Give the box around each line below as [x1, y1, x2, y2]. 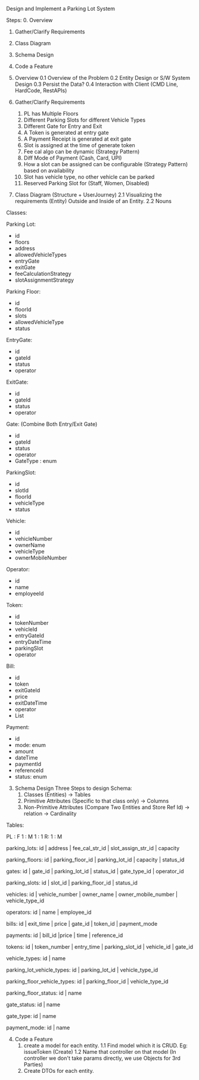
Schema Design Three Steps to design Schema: [14, 785, 132, 792]
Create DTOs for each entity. [23, 1067, 94, 1074]
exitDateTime [14, 699, 48, 706]
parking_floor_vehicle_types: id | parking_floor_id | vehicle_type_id [6, 978, 169, 985]
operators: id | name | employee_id [6, 908, 92, 916]
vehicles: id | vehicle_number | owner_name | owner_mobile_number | [6, 891, 178, 898]
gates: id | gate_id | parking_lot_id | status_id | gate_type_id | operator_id [6, 868, 184, 874]
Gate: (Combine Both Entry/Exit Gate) [6, 421, 98, 428]
